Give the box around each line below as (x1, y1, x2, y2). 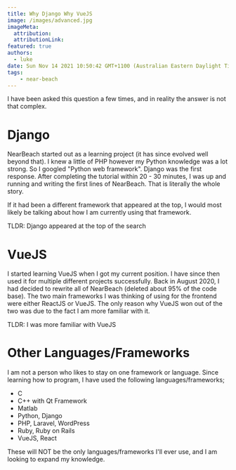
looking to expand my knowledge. (7, 455, 105, 464)
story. (7, 187, 25, 196)
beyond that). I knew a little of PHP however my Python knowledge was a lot (7, 157, 228, 166)
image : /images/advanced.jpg (7, 17, 93, 24)
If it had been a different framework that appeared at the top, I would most (7, 201, 222, 209)
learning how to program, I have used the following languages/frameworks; (7, 376, 225, 384)
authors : (7, 50, 33, 57)
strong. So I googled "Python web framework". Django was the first (7, 165, 202, 173)
